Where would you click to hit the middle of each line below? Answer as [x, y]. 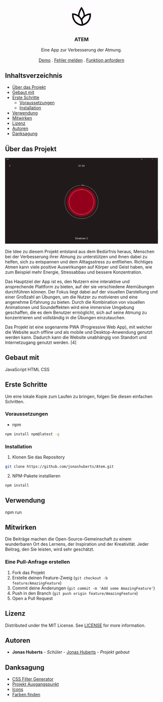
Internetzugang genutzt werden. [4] [41, 342]
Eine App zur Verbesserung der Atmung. [81, 50]
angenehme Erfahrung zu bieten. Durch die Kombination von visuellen [75, 302]
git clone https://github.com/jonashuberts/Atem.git [59, 467]
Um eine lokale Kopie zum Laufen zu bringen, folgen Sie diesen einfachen [79, 396]
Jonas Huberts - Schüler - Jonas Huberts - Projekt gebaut [71, 652]
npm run [13, 512]
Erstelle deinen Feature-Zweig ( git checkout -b [60, 578]
